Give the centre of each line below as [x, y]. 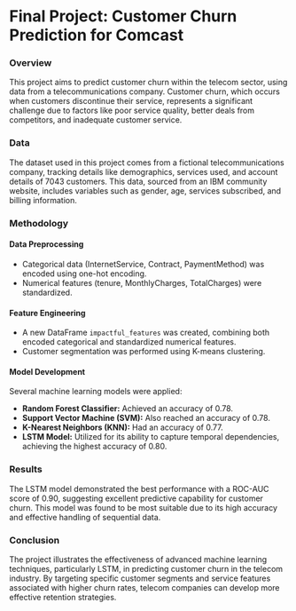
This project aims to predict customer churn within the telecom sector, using [148, 83]
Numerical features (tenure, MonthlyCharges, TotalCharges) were [142, 282]
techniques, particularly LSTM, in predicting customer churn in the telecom [146, 568]
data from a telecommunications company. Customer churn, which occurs [145, 91]
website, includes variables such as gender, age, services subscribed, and [145, 190]
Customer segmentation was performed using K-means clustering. [144, 352]
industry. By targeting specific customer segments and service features [140, 578]
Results [26, 470]
